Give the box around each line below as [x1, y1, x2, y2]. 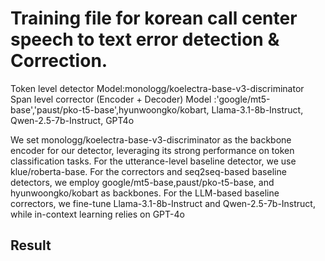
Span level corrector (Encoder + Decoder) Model [10, 93, 212, 105]
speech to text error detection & [10, 28, 280, 51]
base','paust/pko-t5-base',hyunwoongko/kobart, [10, 103, 210, 116]
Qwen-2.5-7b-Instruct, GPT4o [10, 114, 135, 126]
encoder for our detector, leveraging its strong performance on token [10, 144, 295, 156]
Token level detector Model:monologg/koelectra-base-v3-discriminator [10, 82, 305, 94]
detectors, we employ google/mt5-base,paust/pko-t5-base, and [10, 176, 275, 188]
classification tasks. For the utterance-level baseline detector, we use [10, 155, 297, 167]
